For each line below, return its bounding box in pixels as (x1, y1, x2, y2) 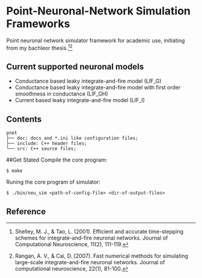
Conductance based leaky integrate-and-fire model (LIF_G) (14, 77, 162, 85)
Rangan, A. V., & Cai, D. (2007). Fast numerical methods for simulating (14, 252, 188, 259)
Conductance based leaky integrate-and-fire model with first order (14, 84, 181, 91)
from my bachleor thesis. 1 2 (6, 43, 73, 52)
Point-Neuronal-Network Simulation (6, 4, 191, 18)
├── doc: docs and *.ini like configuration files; (6, 135, 138, 142)
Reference (6, 206, 46, 217)
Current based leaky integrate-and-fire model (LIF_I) (14, 97, 145, 104)
